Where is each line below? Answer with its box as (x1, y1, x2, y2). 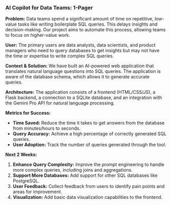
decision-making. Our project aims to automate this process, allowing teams (5, 27, 166, 33)
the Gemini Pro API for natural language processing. (5, 100, 115, 106)
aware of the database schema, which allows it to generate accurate (5, 74, 150, 80)
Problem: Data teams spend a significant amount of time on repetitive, (5, 16, 154, 22)
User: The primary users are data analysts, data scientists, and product (5, 42, 156, 48)
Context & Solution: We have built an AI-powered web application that (5, 63, 154, 69)
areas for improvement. (12, 189, 62, 195)
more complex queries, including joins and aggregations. (12, 167, 133, 173)
